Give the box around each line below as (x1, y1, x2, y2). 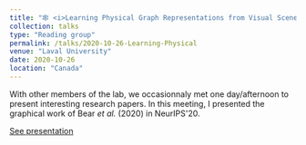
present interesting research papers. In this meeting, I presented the (9, 98, 266, 109)
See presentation (9, 125, 74, 136)
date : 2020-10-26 (9, 55, 76, 64)
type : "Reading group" (9, 30, 96, 39)
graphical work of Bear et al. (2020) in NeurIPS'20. (9, 108, 200, 119)
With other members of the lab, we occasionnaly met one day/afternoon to (9, 88, 290, 100)
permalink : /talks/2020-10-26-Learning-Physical (9, 38, 198, 48)
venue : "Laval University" (9, 47, 112, 56)
